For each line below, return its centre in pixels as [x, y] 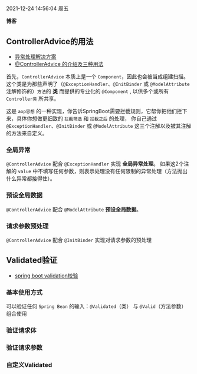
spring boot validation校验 [46, 276]
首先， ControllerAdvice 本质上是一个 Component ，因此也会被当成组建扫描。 [97, 77]
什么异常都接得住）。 [31, 178]
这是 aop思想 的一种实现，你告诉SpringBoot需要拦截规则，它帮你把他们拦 [94, 111]
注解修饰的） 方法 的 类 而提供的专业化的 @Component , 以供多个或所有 [88, 91]
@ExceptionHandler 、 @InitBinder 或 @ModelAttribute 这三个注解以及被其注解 [99, 126]
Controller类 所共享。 [33, 99]
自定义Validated [29, 365]
